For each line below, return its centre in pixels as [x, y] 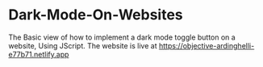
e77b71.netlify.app [39, 54]
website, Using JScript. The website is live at [83, 45]
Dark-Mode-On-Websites [96, 15]
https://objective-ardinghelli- [207, 45]
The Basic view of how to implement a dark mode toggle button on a [122, 37]
